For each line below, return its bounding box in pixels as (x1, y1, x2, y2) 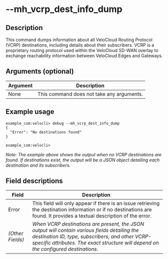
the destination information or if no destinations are (32, 206, 152, 213)
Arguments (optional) (5, 67, 74, 76)
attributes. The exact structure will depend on (52, 239, 159, 246)
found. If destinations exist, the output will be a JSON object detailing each (5, 157, 160, 163)
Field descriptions (5, 177, 63, 185)
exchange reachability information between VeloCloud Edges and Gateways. (5, 53, 163, 59)
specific (32, 239, 51, 246)
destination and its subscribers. (5, 162, 71, 168)
